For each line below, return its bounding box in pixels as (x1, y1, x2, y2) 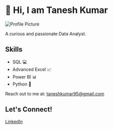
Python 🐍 (12, 81, 31, 87)
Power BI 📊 (12, 73, 37, 79)
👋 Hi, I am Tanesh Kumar (5, 4, 108, 16)
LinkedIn (5, 118, 23, 124)
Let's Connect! (5, 105, 52, 114)
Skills (5, 45, 22, 54)
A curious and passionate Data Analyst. (5, 30, 86, 36)
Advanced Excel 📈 (12, 66, 51, 72)
